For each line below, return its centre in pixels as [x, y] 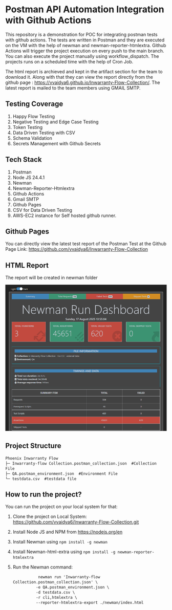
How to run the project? [44, 495]
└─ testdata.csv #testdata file [41, 479]
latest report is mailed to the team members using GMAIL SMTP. [73, 88]
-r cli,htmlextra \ [57, 598]
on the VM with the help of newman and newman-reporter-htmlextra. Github [86, 45]
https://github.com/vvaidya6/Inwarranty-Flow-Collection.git [76, 522]
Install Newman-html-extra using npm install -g [64, 552]
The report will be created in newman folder [52, 278]
